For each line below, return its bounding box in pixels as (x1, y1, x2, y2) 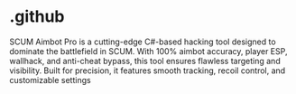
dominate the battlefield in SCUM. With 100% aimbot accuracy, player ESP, (9, 45, 288, 56)
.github (9, 6, 65, 27)
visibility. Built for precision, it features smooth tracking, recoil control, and (9, 65, 286, 76)
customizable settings (9, 74, 92, 85)
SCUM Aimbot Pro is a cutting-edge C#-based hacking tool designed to (9, 36, 277, 47)
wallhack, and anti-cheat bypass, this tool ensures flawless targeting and (9, 55, 282, 66)
